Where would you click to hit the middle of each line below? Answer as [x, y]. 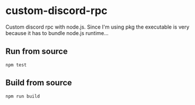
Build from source [39, 83]
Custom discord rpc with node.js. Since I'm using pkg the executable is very [97, 27]
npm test [16, 65]
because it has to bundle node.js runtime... [57, 33]
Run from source [37, 52]
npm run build [23, 96]
